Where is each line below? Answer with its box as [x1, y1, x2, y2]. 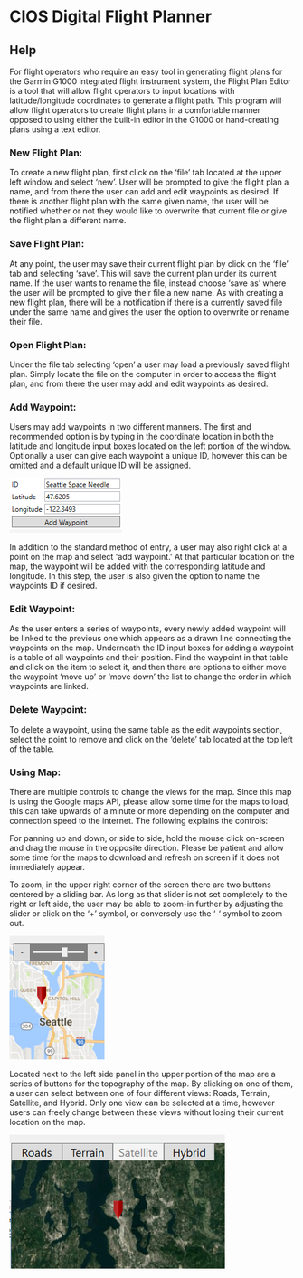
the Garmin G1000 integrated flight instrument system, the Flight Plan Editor [9, 76, 291, 87]
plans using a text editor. [9, 124, 101, 135]
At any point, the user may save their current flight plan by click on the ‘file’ [9, 258, 289, 269]
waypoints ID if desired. [9, 581, 98, 592]
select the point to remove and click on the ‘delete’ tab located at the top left [9, 734, 294, 744]
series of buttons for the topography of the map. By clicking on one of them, [9, 1078, 294, 1089]
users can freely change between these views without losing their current [9, 1107, 284, 1118]
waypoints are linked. [9, 681, 89, 692]
